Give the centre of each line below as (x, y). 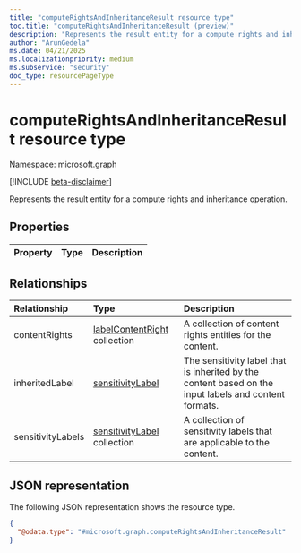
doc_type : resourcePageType (62, 76)
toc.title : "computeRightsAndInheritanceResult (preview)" (122, 26)
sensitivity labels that (228, 431)
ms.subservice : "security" (60, 68)
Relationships (48, 283)
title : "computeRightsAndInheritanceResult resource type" (122, 17)
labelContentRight (130, 330)
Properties (39, 227)
